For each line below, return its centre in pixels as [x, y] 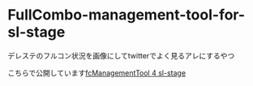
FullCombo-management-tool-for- [126, 15]
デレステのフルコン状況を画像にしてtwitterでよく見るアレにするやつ [121, 55]
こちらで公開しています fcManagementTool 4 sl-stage [97, 73]
